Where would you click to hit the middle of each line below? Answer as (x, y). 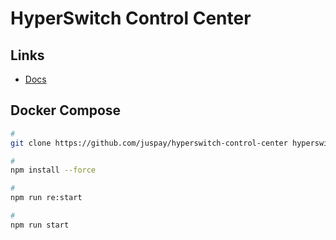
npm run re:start (46, 198)
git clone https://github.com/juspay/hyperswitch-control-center (149, 143)
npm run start (40, 225)
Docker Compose (66, 110)
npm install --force (53, 170)
